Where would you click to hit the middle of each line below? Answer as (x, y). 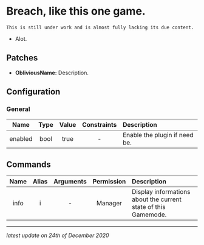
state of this (148, 207)
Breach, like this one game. (76, 11)
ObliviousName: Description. (52, 73)
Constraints (99, 125)
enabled (21, 139)
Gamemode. (149, 215)
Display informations (161, 192)
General (18, 109)
